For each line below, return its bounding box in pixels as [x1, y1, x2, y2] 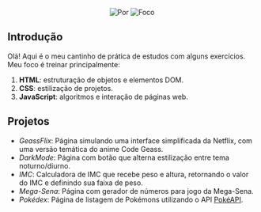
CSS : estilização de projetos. [18, 83, 114, 93]
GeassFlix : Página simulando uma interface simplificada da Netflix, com [18, 135, 252, 146]
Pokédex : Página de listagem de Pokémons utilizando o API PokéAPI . [18, 195, 244, 204]
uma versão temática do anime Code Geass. [18, 144, 164, 153]
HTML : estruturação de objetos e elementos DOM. [18, 75, 184, 85]
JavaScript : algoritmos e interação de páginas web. [18, 92, 189, 101]
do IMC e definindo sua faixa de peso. [18, 178, 143, 187]
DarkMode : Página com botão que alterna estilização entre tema [18, 153, 230, 162]
